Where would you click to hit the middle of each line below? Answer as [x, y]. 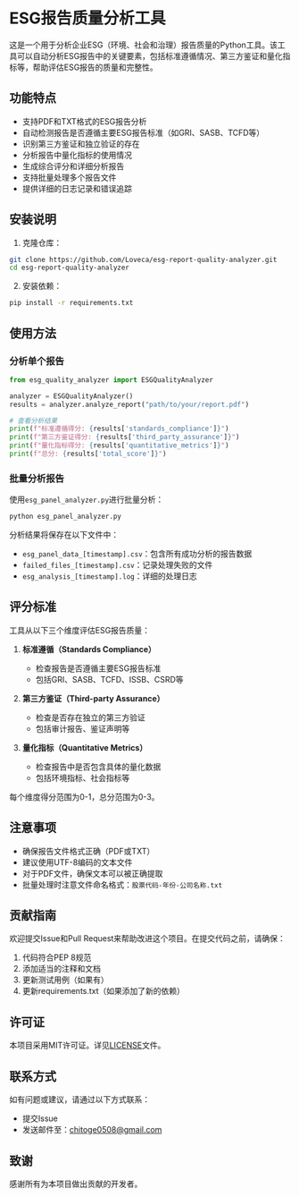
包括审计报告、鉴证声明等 [83, 728]
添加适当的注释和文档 [61, 969]
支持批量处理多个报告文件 [69, 177]
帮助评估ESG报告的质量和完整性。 [95, 67]
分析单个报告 [37, 361]
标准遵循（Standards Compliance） [89, 649]
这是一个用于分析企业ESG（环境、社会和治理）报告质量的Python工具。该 [144, 45]
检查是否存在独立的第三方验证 [90, 717]
